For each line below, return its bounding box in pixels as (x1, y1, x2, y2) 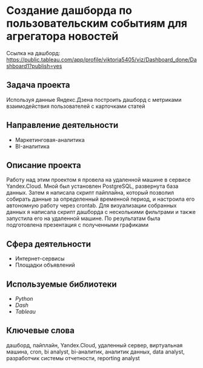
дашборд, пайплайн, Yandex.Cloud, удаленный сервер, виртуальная (6, 341, 183, 349)
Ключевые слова (6, 326, 75, 336)
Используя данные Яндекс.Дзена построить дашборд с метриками (6, 96, 182, 103)
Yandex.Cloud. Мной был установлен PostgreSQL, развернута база (6, 182, 179, 190)
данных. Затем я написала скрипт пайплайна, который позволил (6, 189, 175, 196)
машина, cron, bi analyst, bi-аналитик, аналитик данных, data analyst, (6, 348, 185, 355)
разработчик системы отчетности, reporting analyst (6, 354, 141, 361)
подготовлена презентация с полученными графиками (6, 221, 148, 229)
